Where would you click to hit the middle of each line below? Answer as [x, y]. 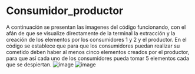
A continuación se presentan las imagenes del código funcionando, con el [96, 27]
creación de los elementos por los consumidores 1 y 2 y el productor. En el [96, 39]
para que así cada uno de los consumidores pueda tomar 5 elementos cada [98, 58]
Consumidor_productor [65, 11]
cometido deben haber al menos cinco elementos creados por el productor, [98, 52]
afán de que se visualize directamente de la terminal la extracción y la [91, 33]
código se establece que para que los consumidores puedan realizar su [93, 46]
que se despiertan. [29, 64]
